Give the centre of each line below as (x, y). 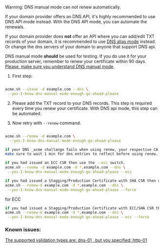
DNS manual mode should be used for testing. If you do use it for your (76, 56)
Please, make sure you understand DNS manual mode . (60, 66)
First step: (22, 76)
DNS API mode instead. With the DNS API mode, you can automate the (76, 22)
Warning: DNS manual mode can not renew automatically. (63, 7)
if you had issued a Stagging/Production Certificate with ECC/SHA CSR (79, 208)
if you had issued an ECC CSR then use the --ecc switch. (65, 163)
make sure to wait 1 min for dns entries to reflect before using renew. (82, 154)
